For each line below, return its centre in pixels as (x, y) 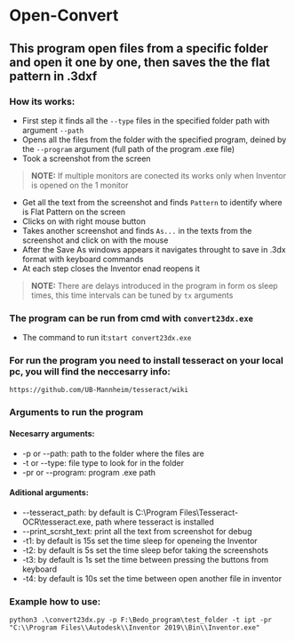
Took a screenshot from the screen (86, 158)
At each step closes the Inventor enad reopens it (111, 268)
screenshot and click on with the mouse (95, 240)
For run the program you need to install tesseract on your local (147, 361)
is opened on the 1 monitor (80, 185)
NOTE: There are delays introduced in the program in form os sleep (154, 285)
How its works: (42, 101)
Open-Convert (64, 16)
